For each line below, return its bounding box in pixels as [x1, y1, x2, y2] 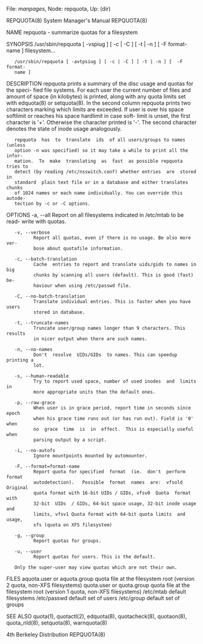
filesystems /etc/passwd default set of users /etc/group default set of [6, 595, 180, 601]
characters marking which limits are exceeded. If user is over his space [6, 106, 184, 113]
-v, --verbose [14, 230, 50, 236]
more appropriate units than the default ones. [33, 389, 156, 395]
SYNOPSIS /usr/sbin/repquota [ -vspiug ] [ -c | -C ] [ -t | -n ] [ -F [6, 41, 167, 47]
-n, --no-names [14, 346, 53, 352]
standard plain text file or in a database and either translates [14, 179, 188, 185]
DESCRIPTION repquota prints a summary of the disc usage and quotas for [6, 80, 194, 87]
